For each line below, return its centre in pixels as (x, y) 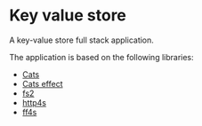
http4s (34, 102)
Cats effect (42, 83)
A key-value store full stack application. (81, 40)
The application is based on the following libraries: (101, 57)
